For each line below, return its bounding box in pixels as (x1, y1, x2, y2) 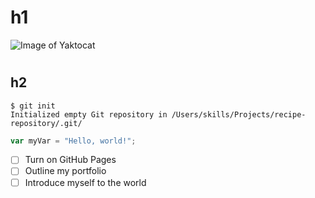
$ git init (10, 101, 56, 111)
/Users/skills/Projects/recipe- (171, 109, 307, 120)
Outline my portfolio (24, 165, 107, 177)
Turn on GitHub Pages (24, 154, 117, 166)
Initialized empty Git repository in (10, 109, 168, 120)
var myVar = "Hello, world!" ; (10, 136, 137, 146)
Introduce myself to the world (24, 176, 147, 188)
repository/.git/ (10, 118, 83, 128)
